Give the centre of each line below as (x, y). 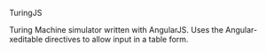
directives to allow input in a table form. (117, 39)
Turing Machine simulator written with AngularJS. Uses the (117, 30)
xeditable (26, 39)
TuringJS (26, 13)
